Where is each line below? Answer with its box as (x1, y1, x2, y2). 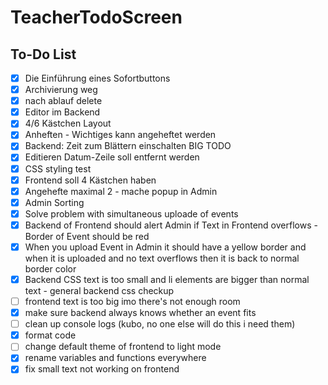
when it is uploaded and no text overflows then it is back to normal (24, 252, 300, 264)
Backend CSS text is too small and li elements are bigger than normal (24, 273, 310, 285)
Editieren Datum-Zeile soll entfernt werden (24, 151, 200, 163)
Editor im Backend (24, 106, 101, 118)
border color (24, 262, 77, 275)
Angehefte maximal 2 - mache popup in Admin (24, 185, 218, 197)
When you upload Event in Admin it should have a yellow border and (24, 241, 307, 253)
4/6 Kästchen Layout (24, 117, 112, 130)
